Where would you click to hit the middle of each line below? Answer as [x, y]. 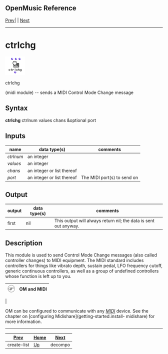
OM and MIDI [33, 289]
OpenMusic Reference [41, 8]
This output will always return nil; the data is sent [104, 220]
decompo [60, 345]
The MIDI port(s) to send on [109, 177]
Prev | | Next [17, 20]
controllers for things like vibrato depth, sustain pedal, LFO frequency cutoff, [84, 266]
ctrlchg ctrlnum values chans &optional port [51, 120]
